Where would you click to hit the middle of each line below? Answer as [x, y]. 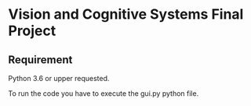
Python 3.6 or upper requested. [59, 78]
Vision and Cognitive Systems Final [126, 14]
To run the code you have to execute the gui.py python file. [104, 94]
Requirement [40, 60]
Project [32, 31]
